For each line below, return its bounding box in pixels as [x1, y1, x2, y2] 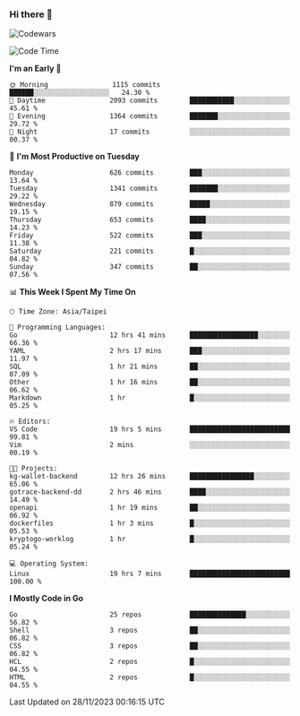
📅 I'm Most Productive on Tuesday [9, 151, 141, 162]
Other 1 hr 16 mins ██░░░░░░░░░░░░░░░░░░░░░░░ [9, 378, 291, 387]
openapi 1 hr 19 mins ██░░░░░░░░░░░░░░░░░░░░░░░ [9, 504, 291, 513]
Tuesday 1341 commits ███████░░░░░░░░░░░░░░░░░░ [9, 184, 291, 194]
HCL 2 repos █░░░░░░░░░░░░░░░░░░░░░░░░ [9, 658, 291, 667]
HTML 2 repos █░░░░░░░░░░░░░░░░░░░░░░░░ [9, 673, 291, 682]
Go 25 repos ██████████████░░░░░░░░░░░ [9, 610, 291, 619]
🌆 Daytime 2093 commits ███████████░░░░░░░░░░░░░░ [9, 96, 291, 106]
